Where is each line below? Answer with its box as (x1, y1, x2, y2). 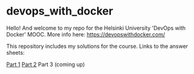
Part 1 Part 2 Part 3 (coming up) (6, 61, 85, 68)
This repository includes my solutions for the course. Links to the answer (6, 42, 189, 50)
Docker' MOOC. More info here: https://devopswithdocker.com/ (6, 30, 166, 38)
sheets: (6, 49, 25, 56)
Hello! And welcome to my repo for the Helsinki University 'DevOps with (6, 24, 186, 32)
